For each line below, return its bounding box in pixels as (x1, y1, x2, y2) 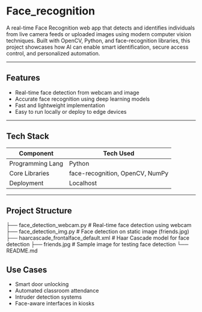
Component (19, 149, 54, 157)
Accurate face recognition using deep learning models (14, 95, 150, 102)
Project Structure (6, 205, 72, 216)
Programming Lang (9, 159, 64, 167)
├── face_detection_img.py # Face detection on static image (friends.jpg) (6, 228, 189, 236)
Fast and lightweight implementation (14, 101, 105, 109)
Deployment (9, 179, 44, 187)
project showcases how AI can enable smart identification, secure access (6, 43, 189, 51)
